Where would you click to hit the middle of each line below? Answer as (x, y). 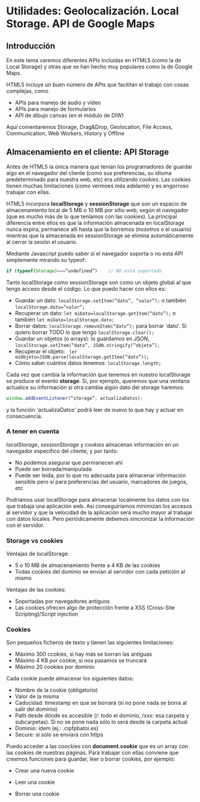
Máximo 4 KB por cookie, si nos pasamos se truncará (81, 661)
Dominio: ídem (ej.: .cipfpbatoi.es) (57, 728)
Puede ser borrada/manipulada (53, 469)
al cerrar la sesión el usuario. (42, 242)
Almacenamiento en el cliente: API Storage (88, 152)
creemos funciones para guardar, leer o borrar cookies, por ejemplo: (91, 759)
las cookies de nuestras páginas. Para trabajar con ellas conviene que (93, 753)
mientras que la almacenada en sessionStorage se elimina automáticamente (100, 236)
